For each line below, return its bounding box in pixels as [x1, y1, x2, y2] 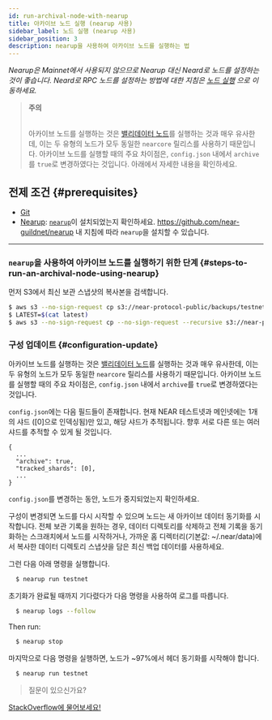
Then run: [8, 622, 41, 632]
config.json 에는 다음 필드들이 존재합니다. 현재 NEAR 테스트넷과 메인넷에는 [8, 407, 247, 416]
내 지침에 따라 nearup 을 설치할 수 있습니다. [75, 226, 210, 236]
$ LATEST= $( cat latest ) [8, 311, 89, 319]
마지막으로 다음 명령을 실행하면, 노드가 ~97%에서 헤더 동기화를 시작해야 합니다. [8, 653, 260, 662]
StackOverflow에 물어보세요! [8, 702, 101, 712]
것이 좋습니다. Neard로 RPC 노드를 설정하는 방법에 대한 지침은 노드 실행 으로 [8, 75, 250, 85]
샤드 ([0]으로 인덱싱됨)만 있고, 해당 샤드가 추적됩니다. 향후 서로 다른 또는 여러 [16, 417, 261, 427]
